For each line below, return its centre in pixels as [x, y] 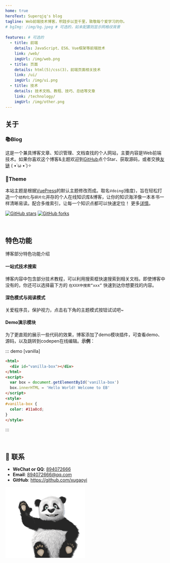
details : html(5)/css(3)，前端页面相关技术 [58, 70]
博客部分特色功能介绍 [27, 254]
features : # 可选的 [25, 38]
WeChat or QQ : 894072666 [42, 469]
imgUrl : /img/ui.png [36, 80]
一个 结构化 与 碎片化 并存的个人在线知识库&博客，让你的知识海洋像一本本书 [84, 197]
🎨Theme [16, 179]
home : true [17, 11]
